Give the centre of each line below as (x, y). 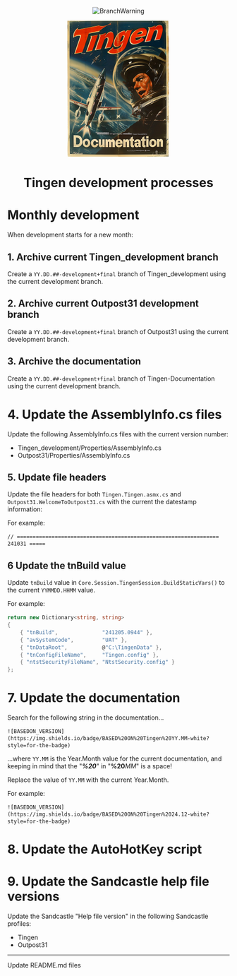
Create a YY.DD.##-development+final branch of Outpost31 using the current (118, 331)
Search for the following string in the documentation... (86, 718)
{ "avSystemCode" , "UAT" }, (74, 640)
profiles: (19, 924)
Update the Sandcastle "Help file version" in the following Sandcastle (108, 916)
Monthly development (73, 215)
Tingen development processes (119, 183)
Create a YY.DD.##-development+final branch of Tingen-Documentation (111, 379)
